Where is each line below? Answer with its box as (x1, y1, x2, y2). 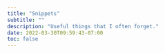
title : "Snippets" (7, 10, 60, 17)
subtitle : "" (7, 17, 45, 23)
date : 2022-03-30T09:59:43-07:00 (7, 29, 104, 36)
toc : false (7, 36, 39, 43)
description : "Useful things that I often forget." (7, 23, 159, 30)
